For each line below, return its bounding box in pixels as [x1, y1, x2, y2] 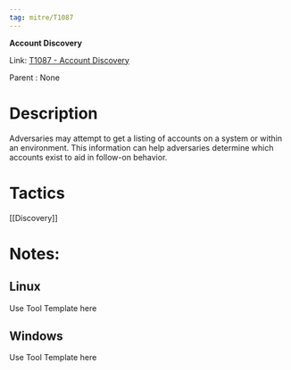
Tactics [9, 183, 65, 203]
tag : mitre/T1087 [9, 12, 74, 22]
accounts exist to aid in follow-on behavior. [9, 152, 168, 162]
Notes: [9, 243, 61, 264]
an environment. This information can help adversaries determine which [9, 142, 274, 152]
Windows [9, 328, 63, 343]
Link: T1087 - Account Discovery [9, 54, 129, 65]
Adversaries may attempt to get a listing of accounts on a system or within [9, 133, 283, 144]
